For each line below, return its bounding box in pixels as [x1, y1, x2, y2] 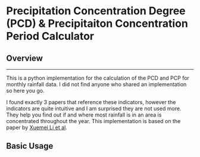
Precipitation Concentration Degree [6, 4, 186, 18]
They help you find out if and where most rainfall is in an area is [6, 111, 162, 118]
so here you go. [6, 87, 45, 94]
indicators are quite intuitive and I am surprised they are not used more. [6, 105, 182, 112]
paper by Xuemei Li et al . [6, 124, 67, 131]
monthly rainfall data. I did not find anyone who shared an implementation [6, 81, 187, 87]
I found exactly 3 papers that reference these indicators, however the [6, 99, 176, 105]
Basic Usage [6, 141, 54, 151]
